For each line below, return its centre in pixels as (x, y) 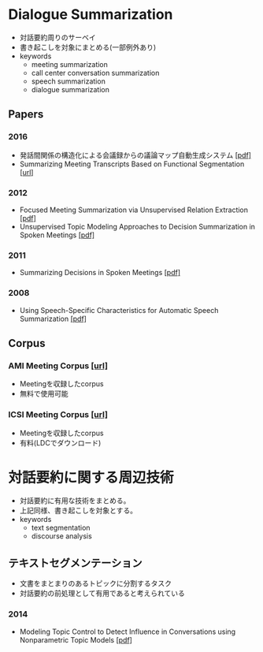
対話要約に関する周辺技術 (91, 477)
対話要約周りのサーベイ (57, 37)
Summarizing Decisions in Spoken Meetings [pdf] (100, 273)
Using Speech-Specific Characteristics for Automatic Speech (119, 310)
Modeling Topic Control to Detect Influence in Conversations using (128, 632)
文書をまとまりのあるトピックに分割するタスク (95, 583)
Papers (26, 115)
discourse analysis (61, 536)
